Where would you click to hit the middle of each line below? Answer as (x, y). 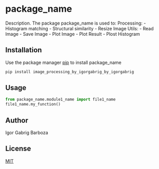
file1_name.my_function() (33, 104)
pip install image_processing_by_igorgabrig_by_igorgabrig (70, 72)
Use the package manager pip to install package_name (63, 62)
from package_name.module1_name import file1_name (61, 100)
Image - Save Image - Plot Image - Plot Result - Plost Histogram (73, 34)
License (18, 149)
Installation (24, 50)
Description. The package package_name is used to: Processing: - (76, 23)
